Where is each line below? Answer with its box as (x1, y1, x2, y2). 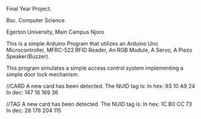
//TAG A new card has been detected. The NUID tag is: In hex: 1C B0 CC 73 (6, 100, 193, 108)
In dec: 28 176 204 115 (6, 107, 61, 114)
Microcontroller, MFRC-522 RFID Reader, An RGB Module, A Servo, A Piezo (6, 46, 193, 53)
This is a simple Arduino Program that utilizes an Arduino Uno (6, 40, 158, 47)
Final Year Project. (6, 5, 52, 12)
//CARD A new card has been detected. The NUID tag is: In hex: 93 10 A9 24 (6, 82, 196, 90)
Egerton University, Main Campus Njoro (6, 28, 105, 35)
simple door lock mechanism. (6, 71, 79, 78)
